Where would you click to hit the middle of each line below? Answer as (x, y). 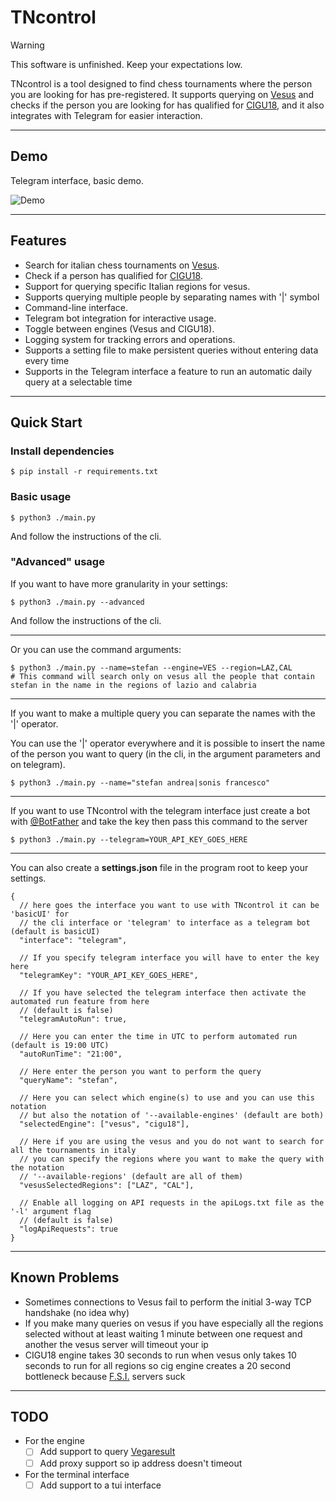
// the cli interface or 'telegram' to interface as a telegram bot (165, 922)
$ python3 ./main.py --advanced (77, 602)
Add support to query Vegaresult (107, 1452)
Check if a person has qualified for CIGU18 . (113, 275)
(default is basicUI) (55, 931)
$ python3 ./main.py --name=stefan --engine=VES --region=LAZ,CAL (151, 667)
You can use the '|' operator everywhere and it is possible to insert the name (168, 743)
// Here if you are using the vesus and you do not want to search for (172, 1141)
